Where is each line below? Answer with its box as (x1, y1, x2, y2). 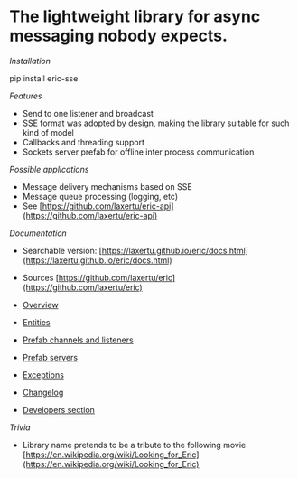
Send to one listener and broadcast (22, 108, 154, 118)
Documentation (9, 228, 68, 239)
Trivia (9, 422, 31, 433)
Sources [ (22, 272, 60, 283)
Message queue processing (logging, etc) (22, 191, 179, 202)
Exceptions (22, 369, 65, 380)
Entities (22, 316, 51, 327)
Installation (9, 55, 51, 66)
